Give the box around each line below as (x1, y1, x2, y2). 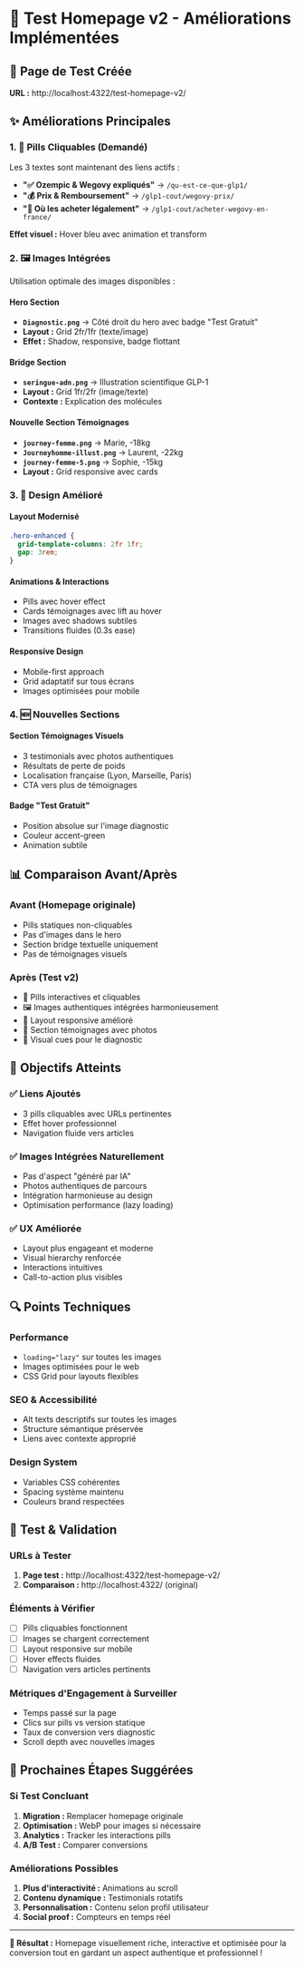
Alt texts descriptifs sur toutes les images (22, 1414, 177, 1425)
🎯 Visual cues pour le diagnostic (22, 1034, 143, 1045)
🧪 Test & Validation (9, 1522, 118, 1537)
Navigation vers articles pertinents (22, 1663, 151, 1674)
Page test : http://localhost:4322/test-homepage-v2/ (22, 1570, 221, 1581)
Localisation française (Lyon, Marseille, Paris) (22, 770, 193, 781)
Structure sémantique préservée (22, 1424, 144, 1435)
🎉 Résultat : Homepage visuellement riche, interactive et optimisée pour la (9, 1938, 287, 1949)
